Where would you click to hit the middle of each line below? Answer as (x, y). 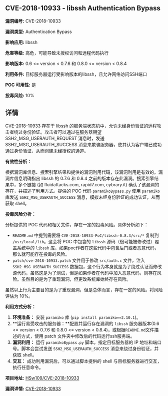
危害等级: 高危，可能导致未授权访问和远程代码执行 (57, 53)
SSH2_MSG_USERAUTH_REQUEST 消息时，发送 (55, 138)
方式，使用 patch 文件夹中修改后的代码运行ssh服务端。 (78, 336)
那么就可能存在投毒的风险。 (41, 254)
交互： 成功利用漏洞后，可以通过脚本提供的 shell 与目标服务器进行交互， (87, 361)
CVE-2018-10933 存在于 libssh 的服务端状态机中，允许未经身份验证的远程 (81, 126)
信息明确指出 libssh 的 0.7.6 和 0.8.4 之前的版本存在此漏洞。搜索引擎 (84, 178)
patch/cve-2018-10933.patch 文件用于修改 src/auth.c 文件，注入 (79, 260)
